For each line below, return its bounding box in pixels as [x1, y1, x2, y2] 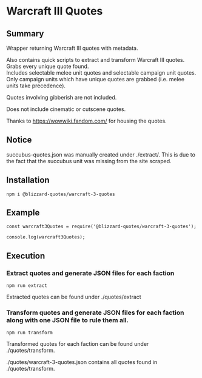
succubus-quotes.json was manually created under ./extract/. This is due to [6, 150, 196, 158]
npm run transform [6, 329, 53, 336]
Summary [6, 29, 44, 39]
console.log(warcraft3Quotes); [6, 234, 86, 240]
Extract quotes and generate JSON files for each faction [6, 269, 175, 277]
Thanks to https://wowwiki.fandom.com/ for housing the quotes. [6, 117, 167, 124]
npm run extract [6, 283, 47, 289]
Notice [6, 135, 32, 145]
